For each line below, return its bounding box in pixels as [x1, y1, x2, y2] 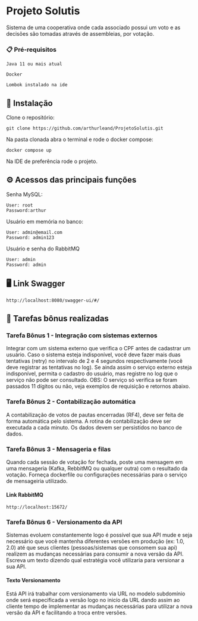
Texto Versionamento [6, 577, 61, 584]
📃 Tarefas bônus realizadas [6, 313, 109, 324]
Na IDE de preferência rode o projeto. [6, 158, 98, 165]
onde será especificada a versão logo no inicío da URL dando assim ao [6, 596, 180, 603]
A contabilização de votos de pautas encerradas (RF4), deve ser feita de [6, 411, 184, 418]
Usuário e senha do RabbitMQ [6, 245, 80, 252]
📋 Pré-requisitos [6, 45, 56, 54]
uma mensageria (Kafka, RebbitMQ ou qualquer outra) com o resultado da [6, 465, 188, 472]
